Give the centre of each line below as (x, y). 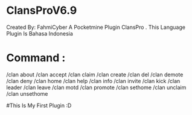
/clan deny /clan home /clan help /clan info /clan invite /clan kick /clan (93, 81)
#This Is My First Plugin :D (39, 105)
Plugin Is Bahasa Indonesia (40, 33)
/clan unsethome (27, 93)
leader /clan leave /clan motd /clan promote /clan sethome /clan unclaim (96, 87)
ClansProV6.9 (42, 11)
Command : (36, 58)
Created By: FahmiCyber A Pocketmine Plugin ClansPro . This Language (96, 27)
